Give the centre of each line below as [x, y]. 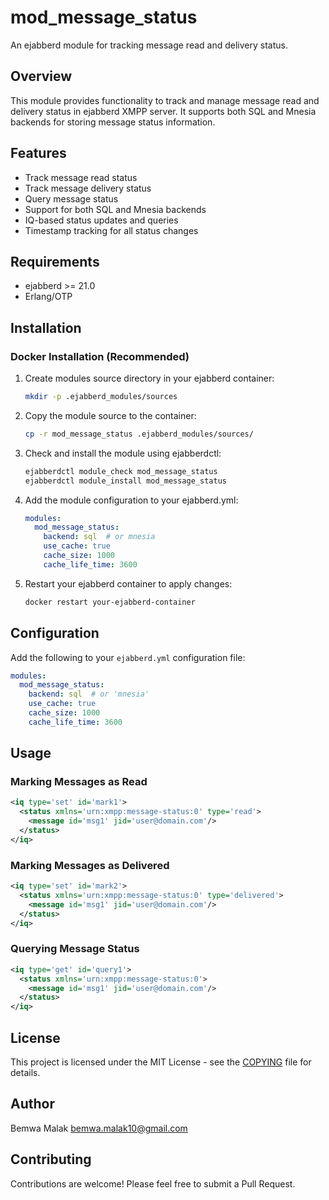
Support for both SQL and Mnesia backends [115, 209]
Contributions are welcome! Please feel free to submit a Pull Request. [153, 1183]
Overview [41, 76]
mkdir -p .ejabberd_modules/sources [101, 397]
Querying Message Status [75, 949]
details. [25, 1072]
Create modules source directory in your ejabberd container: [149, 378]
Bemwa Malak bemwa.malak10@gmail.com [99, 1128]
